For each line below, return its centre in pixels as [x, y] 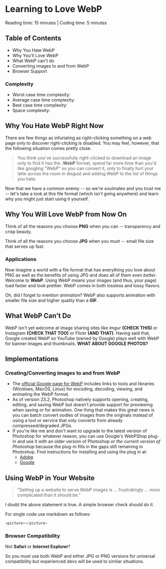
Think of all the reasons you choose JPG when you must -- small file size [80, 241]
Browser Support [30, 71]
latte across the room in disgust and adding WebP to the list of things [87, 173]
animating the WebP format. [41, 394]
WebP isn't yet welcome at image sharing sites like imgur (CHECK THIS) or [81, 328]
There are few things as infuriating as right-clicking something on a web [78, 138]
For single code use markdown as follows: [48, 514]
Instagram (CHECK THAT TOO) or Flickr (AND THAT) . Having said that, [78, 333]
